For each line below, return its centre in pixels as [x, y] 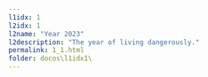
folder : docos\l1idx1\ [50, 58]
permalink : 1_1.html [47, 50]
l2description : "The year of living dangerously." [104, 42]
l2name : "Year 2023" [47, 34]
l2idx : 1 [24, 26]
